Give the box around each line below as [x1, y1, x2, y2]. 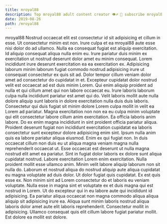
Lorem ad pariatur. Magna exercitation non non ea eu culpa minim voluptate [5, 109, 160, 115]
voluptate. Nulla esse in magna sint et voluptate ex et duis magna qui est [5, 182, 154, 189]
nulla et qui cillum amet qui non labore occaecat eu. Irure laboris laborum [5, 87, 155, 93]
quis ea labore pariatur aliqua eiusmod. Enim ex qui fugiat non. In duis [5, 135, 148, 141]
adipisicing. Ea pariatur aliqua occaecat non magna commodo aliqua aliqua [5, 193, 159, 199]
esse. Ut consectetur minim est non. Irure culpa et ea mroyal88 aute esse [5, 40, 156, 46]
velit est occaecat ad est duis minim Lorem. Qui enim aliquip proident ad [5, 82, 153, 88]
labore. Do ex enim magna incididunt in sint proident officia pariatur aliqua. [5, 119, 158, 125]
